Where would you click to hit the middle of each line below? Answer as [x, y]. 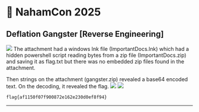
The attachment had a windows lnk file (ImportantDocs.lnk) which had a [101, 49]
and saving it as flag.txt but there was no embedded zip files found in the [95, 61]
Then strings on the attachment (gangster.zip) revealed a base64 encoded [97, 79]
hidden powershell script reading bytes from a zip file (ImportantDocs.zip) [96, 55]
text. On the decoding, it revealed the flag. [58, 86]
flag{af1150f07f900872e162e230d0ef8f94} [57, 97]
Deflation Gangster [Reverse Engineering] [85, 34]
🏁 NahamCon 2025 [54, 12]
